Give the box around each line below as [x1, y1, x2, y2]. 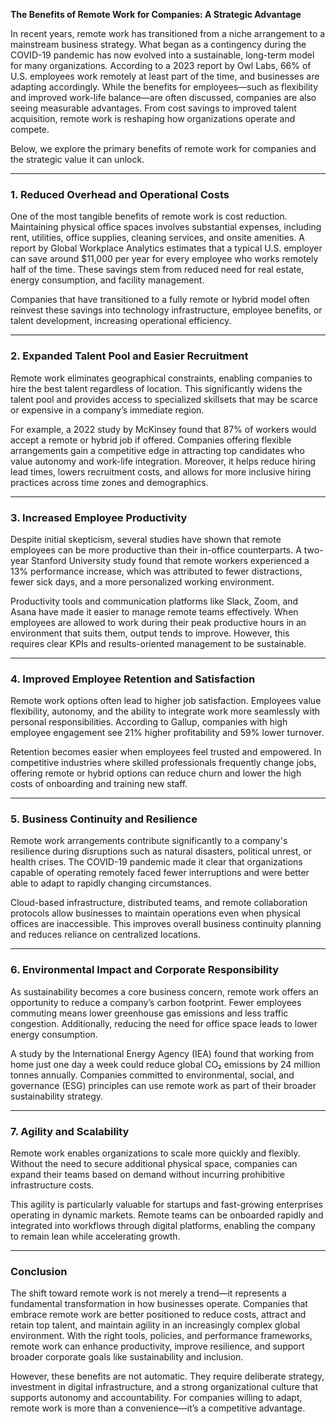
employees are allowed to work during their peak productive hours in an [10, 616, 307, 628]
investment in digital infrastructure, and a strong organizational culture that [10, 1381, 319, 1393]
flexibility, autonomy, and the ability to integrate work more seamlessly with [10, 705, 320, 718]
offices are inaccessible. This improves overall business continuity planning [10, 918, 322, 930]
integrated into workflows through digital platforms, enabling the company [10, 1220, 316, 1232]
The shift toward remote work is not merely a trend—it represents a [10, 1287, 287, 1299]
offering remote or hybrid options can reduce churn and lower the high [10, 767, 302, 779]
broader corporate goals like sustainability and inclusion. [10, 1351, 244, 1363]
